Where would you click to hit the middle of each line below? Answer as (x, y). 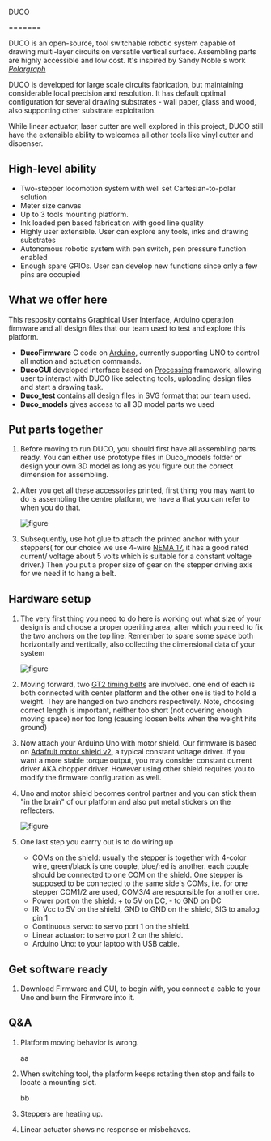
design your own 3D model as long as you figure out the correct (127, 466)
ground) (34, 728)
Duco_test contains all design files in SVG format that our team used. (135, 395)
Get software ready (58, 969)
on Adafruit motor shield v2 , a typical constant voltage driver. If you (132, 752)
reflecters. (37, 810)
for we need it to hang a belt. (68, 574)
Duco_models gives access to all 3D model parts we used (117, 404)
